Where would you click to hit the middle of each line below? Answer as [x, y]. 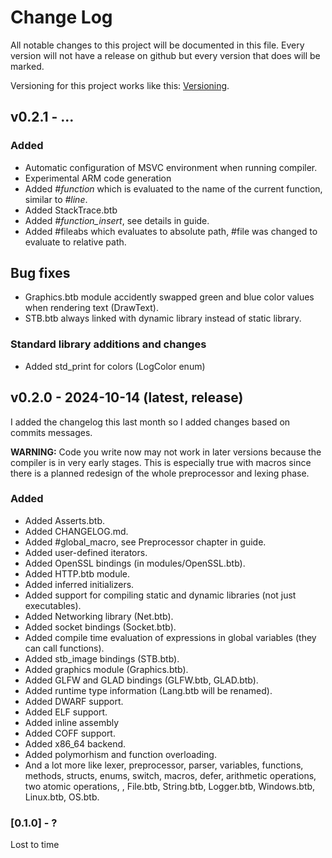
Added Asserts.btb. [64, 520]
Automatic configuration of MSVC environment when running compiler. [171, 167]
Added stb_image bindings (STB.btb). [102, 658]
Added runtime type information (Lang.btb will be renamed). [148, 690]
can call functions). [64, 648]
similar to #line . [56, 199]
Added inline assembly [72, 722]
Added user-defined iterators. [86, 552]
